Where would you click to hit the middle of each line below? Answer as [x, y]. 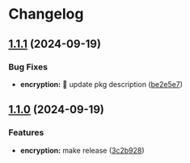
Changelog [46, 14]
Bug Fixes [28, 67]
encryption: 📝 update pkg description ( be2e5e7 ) [101, 84]
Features [26, 132]
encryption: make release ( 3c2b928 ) [82, 150]
